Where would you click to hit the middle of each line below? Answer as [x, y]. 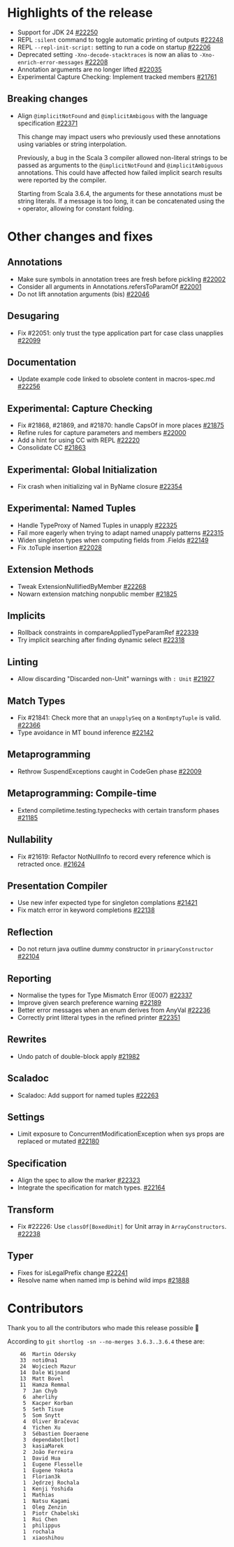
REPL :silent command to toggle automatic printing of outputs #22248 [120, 39]
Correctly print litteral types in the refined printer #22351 [98, 1017]
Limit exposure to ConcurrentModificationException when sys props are [121, 1134]
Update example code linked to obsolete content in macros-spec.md [116, 379]
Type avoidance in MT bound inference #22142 [85, 733]
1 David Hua [42, 1458]
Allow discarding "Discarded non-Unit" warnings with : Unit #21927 [116, 679]
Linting [23, 662]
